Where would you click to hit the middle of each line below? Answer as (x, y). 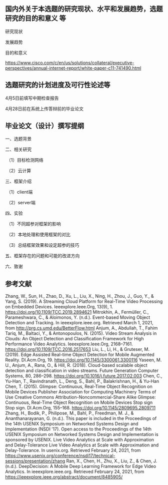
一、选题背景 (18, 139)
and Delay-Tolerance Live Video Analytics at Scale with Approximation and (82, 445)
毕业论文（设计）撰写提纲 (44, 126)
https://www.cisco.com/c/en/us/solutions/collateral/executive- (70, 63)
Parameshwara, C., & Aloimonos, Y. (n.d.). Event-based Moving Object (78, 317)
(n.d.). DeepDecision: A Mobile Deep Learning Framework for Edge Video (81, 466)
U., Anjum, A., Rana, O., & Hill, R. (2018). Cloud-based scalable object (76, 365)
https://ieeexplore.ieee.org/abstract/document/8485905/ (64, 477)
